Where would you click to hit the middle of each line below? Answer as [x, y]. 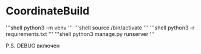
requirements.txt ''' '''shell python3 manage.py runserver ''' [80, 34]
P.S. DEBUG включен [33, 46]
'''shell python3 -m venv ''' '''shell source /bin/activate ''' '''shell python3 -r [100, 28]
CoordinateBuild [48, 11]
